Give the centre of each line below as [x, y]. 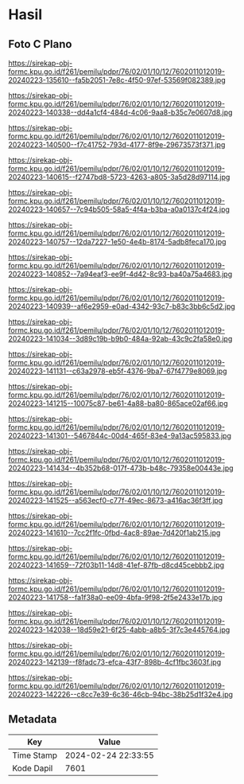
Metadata [33, 719]
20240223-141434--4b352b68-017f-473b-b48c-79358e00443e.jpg [121, 468]
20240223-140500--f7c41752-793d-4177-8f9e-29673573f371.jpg [117, 144]
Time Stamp [35, 755]
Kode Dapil [33, 768]
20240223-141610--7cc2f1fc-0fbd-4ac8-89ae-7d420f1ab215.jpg [114, 532]
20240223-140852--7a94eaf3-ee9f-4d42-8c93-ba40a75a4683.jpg [120, 274]
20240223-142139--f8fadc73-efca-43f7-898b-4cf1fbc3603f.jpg [114, 662]
